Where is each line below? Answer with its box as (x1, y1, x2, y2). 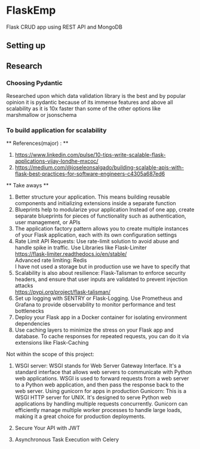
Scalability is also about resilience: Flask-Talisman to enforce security (14, 270, 186, 277)
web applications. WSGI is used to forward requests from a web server (14, 375, 189, 382)
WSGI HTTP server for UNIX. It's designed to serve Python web (14, 394, 171, 401)
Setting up (6, 41, 46, 51)
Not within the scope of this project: (6, 351, 94, 358)
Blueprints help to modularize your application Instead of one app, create (14, 206, 195, 213)
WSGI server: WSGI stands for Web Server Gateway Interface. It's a (14, 362, 181, 370)
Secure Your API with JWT (14, 425, 81, 432)
